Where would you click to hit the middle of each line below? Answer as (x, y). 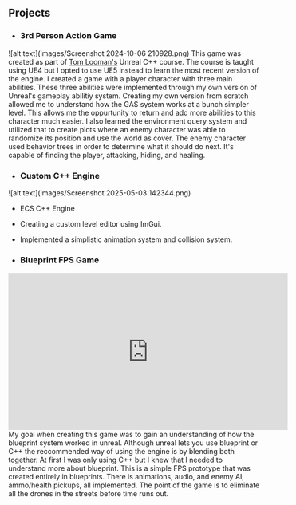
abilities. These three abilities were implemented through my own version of (133, 87)
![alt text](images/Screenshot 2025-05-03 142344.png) (100, 193)
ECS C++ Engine (47, 208)
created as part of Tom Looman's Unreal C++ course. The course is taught (131, 61)
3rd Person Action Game (68, 36)
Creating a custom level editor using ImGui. (91, 223)
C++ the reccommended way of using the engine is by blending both (122, 452)
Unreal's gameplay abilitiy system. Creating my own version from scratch (128, 96)
